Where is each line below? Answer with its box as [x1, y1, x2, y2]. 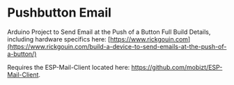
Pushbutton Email [7, 5, 111, 21]
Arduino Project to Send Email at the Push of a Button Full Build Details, [7, 28, 211, 36]
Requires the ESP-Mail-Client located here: [7, 63, 130, 71]
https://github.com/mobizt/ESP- [131, 63, 223, 71]
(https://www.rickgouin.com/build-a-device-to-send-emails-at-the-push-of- [7, 42, 227, 50]
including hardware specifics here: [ [7, 35, 111, 43]
